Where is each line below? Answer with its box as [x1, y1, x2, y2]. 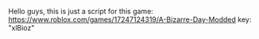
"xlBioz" [8, 23, 35, 32]
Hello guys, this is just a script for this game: [8, 7, 153, 16]
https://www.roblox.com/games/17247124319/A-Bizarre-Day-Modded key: [8, 15, 252, 24]
